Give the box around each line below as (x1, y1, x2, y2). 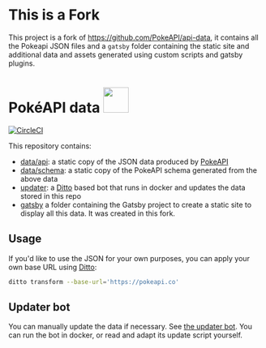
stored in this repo (19, 191, 82, 200)
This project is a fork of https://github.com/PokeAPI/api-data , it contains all (8, 32, 259, 42)
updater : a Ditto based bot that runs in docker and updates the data (19, 183, 246, 192)
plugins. (8, 58, 35, 68)
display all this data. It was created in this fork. (19, 208, 176, 218)
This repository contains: (8, 140, 92, 151)
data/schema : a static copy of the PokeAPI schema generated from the (19, 165, 258, 175)
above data (19, 174, 58, 183)
